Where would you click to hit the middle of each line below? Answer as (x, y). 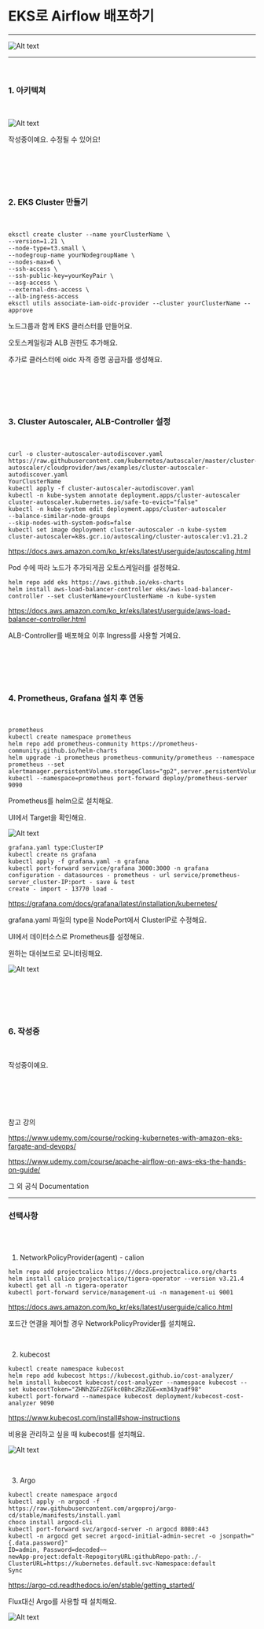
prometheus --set (37, 765)
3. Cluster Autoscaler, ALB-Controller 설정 (90, 422)
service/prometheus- (207, 876)
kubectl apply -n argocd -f (54, 1501)
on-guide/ (24, 1170)
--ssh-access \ (33, 268)
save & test (115, 883)
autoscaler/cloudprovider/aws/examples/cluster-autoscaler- (109, 468)
